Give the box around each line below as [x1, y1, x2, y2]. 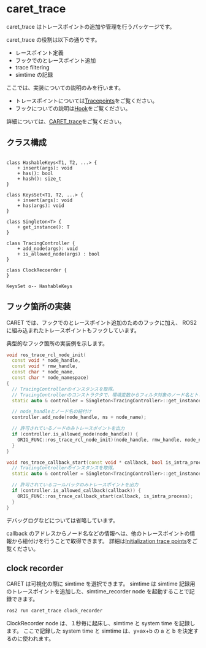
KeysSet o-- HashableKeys [6, 283, 72, 289]
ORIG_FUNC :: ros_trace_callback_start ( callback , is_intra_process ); [17, 493, 193, 499]
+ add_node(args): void [17, 245, 78, 252]
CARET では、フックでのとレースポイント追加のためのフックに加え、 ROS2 [6, 319, 197, 326]
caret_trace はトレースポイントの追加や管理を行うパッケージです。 [6, 23, 175, 30]
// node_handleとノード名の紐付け [12, 408, 92, 415]
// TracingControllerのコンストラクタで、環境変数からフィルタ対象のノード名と [12, 392, 194, 398]
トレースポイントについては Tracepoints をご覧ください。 [15, 97, 158, 104]
